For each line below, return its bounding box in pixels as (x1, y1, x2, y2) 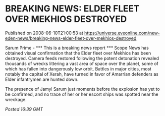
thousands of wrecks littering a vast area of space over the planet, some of (5, 60, 159, 66)
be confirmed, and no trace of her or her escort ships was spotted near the (5, 91, 159, 97)
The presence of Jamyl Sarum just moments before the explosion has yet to (5, 86, 160, 92)
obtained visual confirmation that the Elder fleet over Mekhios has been (5, 50, 151, 56)
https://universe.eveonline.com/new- (84, 30, 160, 36)
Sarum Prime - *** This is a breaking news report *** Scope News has (5, 45, 149, 51)
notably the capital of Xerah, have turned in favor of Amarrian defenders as (5, 71, 159, 77)
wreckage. (5, 96, 27, 102)
